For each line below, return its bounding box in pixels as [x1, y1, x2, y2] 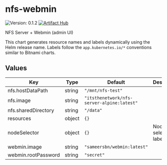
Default [107, 78, 125, 85]
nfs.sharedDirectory [7, 107, 55, 113]
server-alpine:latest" [84, 100, 138, 106]
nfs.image [7, 97, 31, 104]
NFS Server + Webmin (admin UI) [5, 29, 74, 35]
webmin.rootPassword [7, 151, 60, 158]
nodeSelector [7, 129, 39, 136]
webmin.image [7, 143, 42, 150]
